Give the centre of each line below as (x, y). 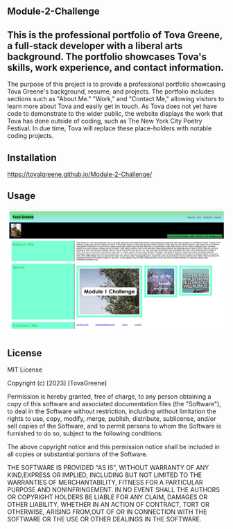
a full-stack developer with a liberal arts (95, 45)
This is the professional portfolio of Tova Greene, (115, 35)
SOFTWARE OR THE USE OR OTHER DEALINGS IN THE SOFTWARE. (104, 519)
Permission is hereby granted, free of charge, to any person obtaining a (109, 397)
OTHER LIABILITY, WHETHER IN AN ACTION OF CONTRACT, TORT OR (108, 505)
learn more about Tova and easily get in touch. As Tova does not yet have (112, 106)
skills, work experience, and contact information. (115, 68)
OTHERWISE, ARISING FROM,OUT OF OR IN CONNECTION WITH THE (107, 512)
